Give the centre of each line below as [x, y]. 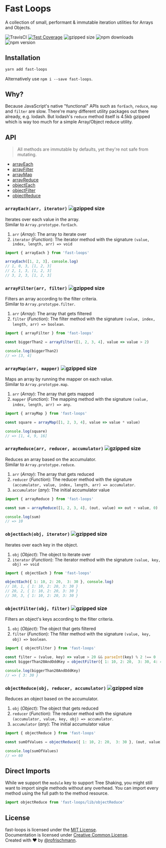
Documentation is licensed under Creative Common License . [67, 835]
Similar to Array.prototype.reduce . [40, 465]
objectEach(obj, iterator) [38, 534]
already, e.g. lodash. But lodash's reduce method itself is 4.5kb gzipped [78, 117]
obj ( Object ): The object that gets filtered [54, 629]
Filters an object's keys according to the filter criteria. [60, 619]
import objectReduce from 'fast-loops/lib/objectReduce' [65, 803]
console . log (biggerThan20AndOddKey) [43, 671]
